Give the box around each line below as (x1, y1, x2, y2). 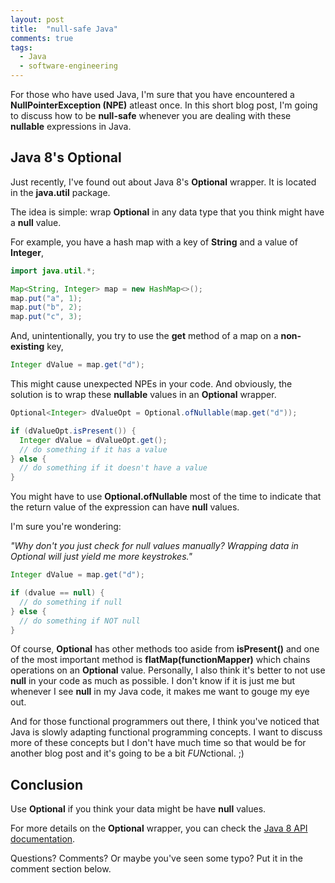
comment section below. (10, 863, 112, 875)
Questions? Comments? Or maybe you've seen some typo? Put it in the (10, 852, 303, 865)
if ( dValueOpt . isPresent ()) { (10, 426, 137, 436)
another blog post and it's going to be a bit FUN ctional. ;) (10, 747, 245, 760)
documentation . (10, 833, 76, 845)
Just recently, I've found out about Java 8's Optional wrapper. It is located (10, 176, 317, 188)
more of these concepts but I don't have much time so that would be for (10, 737, 307, 749)
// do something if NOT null (19, 616, 141, 626)
